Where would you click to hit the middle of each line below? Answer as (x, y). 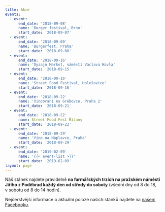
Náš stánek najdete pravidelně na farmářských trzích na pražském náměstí (82, 179)
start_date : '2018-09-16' (45, 88)
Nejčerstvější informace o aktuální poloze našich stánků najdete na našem (80, 200)
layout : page (18, 166)
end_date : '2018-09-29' (43, 134)
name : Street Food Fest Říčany (50, 120)
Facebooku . (17, 205)
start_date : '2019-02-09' (45, 161)
